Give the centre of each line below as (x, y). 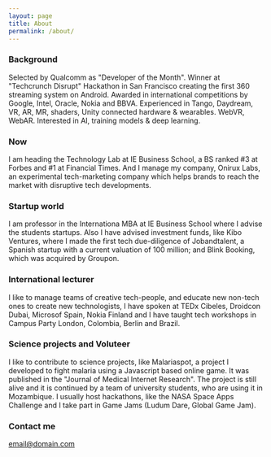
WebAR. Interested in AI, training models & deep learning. (105, 120)
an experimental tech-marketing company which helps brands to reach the (134, 176)
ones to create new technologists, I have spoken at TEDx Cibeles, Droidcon (135, 306)
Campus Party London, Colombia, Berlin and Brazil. (94, 323)
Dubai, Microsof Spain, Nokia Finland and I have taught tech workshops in (132, 315)
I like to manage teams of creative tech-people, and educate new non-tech (134, 297)
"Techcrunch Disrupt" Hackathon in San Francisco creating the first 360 (129, 85)
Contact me (32, 426)
